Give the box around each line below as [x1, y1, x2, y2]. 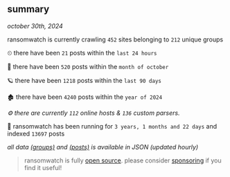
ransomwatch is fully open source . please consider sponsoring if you [24, 156, 222, 165]
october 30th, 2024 [7, 21, 64, 30]
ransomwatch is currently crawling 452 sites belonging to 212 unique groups [7, 35, 224, 44]
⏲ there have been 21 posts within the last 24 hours [7, 48, 157, 57]
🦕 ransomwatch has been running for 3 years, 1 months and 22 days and [7, 122, 218, 130]
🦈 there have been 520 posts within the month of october [7, 62, 169, 71]
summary [7, 3, 50, 15]
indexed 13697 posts [7, 129, 65, 138]
